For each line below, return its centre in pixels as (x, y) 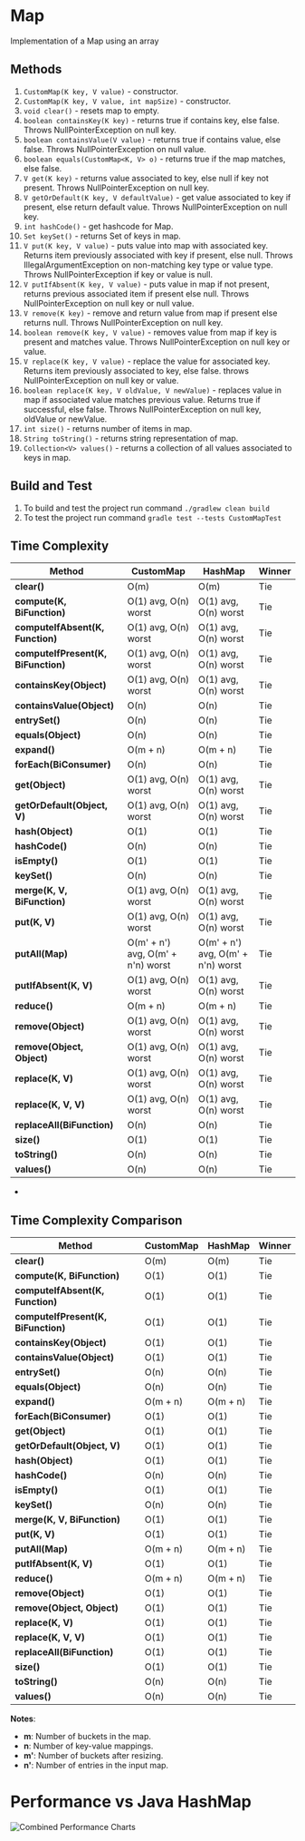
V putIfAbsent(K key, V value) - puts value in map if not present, (146, 284)
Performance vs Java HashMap (131, 1802)
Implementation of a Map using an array (85, 41)
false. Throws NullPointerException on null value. (114, 149)
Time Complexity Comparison (96, 1220)
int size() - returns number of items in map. (108, 428)
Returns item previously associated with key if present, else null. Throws (158, 255)
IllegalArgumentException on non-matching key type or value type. (148, 265)
